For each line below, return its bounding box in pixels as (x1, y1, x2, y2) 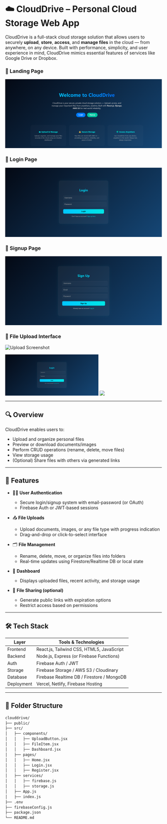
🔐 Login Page (5, 156, 37, 163)
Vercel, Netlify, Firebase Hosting (36, 681, 103, 687)
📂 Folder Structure (5, 701, 63, 710)
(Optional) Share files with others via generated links (12, 457, 120, 463)
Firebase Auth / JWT (36, 660, 79, 666)
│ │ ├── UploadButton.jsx (5, 736, 68, 742)
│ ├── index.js (5, 794, 41, 799)
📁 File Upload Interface (5, 333, 61, 340)
